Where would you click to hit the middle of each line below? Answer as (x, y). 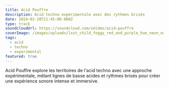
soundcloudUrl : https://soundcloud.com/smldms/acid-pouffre (70, 28)
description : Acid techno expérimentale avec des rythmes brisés (75, 14)
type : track (18, 24)
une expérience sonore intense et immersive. (52, 81)
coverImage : (18, 33)
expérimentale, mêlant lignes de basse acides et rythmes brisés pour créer (83, 76)
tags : (11, 38)
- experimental (26, 51)
